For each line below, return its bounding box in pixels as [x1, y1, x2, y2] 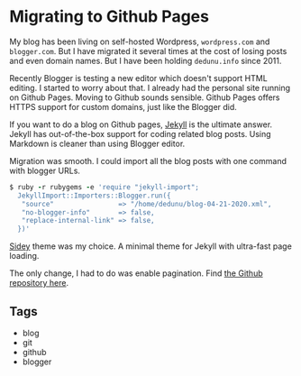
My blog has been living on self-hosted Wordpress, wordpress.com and [9, 36, 270, 47]
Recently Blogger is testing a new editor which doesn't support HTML [9, 72, 268, 83]
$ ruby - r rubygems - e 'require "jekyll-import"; [9, 182, 200, 191]
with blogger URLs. [9, 165, 81, 176]
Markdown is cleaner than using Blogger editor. [9, 138, 186, 149]
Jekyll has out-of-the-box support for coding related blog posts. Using [9, 128, 272, 139]
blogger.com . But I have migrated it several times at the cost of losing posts [9, 45, 287, 56]
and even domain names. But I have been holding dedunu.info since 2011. [9, 55, 282, 66]
